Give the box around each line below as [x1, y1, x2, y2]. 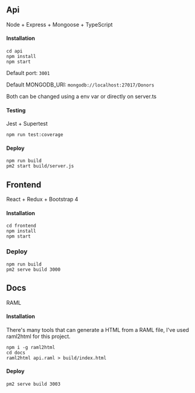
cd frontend [6, 223, 36, 229]
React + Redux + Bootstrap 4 [6, 196, 78, 203]
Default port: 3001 [6, 70, 50, 77]
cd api [6, 48, 23, 54]
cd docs [6, 349, 26, 356]
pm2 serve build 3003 [6, 381, 61, 387]
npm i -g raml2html [6, 344, 56, 350]
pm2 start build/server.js [6, 163, 74, 169]
